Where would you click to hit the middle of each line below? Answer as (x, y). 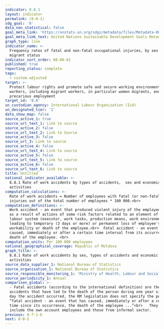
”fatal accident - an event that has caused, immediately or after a (82, 301)
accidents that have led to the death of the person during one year (82, 292)
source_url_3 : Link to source (36, 142)
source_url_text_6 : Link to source (41, 169)
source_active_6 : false (29, 164)
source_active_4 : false (29, 146)
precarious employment (32, 96)
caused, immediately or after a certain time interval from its (76, 233)
